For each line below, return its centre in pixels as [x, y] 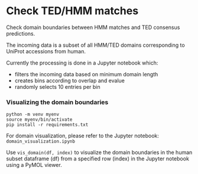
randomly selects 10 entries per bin [57, 86]
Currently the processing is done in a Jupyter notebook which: [82, 63]
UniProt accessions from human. [46, 51]
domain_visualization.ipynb [41, 141]
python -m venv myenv [33, 115]
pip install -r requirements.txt [47, 125]
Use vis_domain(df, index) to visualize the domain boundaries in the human [99, 153]
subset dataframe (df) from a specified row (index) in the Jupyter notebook [98, 159]
